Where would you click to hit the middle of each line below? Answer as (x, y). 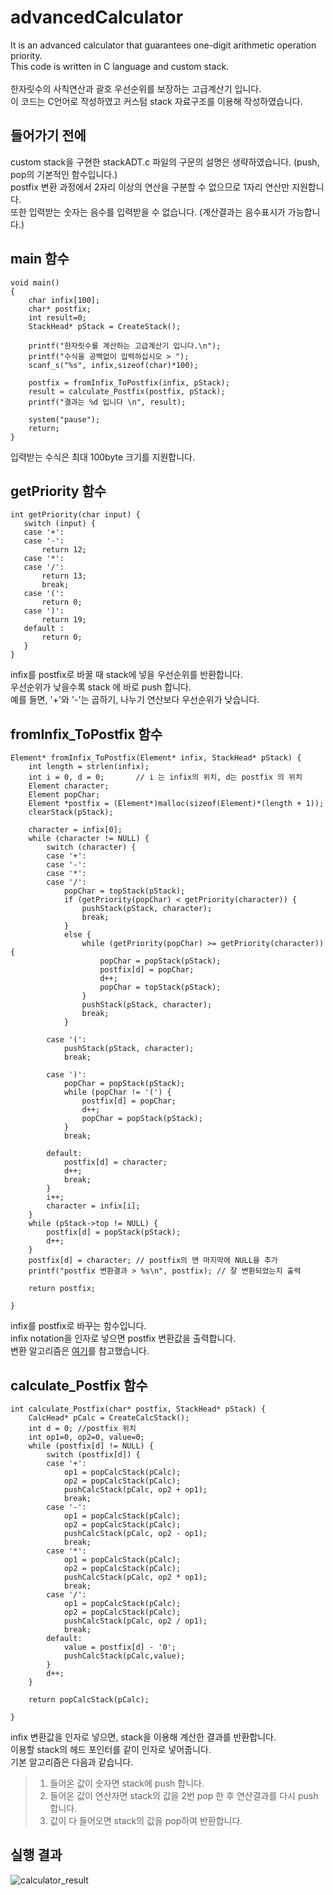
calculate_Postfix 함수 (79, 1385)
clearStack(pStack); (71, 812)
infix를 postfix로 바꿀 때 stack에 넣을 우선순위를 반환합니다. (126, 675)
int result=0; (57, 317)
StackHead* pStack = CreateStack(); (105, 326)
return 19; (64, 620)
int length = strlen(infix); (89, 767)
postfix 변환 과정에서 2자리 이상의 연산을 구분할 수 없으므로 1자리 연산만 (150, 187)
